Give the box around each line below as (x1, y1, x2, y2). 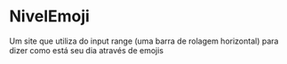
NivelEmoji (9, 6, 91, 27)
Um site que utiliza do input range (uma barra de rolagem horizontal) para (9, 36, 279, 46)
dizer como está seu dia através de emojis (9, 44, 164, 55)
